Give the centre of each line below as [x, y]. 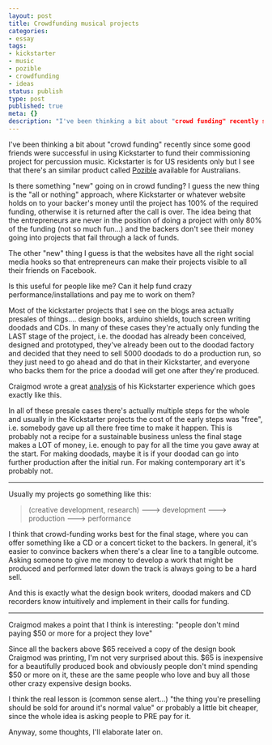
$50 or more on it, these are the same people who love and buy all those [130, 675]
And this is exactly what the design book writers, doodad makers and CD [130, 593]
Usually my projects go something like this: [80, 494]
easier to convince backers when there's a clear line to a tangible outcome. [134, 551]
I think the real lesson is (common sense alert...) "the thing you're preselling [134, 699]
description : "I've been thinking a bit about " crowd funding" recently [134, 121]
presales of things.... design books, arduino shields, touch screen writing [130, 319]
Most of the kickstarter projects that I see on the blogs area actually [121, 310]
